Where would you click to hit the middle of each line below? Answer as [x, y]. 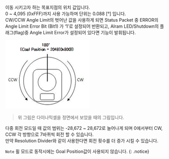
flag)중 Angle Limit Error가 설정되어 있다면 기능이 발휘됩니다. [75, 32]
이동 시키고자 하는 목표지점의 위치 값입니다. [48, 7]
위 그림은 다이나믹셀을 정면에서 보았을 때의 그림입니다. [71, 117]
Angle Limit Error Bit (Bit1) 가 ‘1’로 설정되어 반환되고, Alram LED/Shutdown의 [82, 26]
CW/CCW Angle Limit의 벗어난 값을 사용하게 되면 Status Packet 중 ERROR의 [82, 20]
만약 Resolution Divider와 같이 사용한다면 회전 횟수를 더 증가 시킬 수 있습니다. [82, 141]
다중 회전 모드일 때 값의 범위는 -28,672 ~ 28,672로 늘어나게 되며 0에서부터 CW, [84, 128]
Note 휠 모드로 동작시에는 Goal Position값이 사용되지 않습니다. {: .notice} [77, 151]
